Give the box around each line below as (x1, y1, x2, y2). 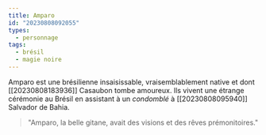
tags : (8, 41, 26, 49)
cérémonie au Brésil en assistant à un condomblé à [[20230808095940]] (8, 94, 248, 103)
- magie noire (15, 56, 62, 64)
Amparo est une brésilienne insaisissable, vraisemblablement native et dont (8, 77, 256, 87)
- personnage (15, 33, 59, 42)
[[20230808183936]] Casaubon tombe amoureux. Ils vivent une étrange (8, 85, 245, 95)
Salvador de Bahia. (8, 102, 70, 111)
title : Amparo (8, 11, 56, 20)
